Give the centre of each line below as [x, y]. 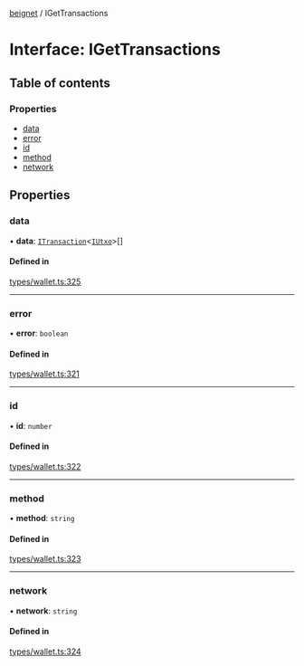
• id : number [31, 425]
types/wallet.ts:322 [45, 466]
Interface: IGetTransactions [115, 50]
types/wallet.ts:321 [44, 374]
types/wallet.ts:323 [45, 559]
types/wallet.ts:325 [45, 281]
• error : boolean [39, 333]
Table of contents [60, 83]
